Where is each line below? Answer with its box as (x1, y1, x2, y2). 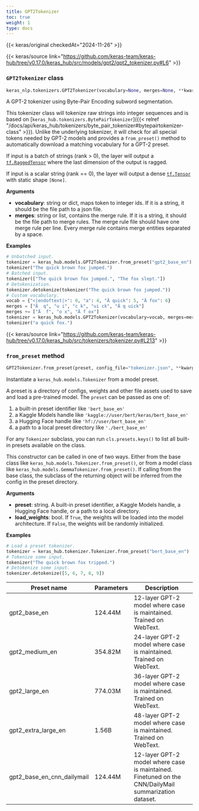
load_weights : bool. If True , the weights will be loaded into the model (14, 513, 184, 521)
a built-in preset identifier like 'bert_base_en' (14, 405, 126, 412)
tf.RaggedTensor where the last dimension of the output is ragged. (6, 159, 168, 166)
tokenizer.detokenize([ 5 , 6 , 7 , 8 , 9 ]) (6, 571, 105, 577)
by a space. (14, 231, 43, 238)
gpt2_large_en (9, 687, 49, 696)
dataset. (133, 795, 157, 803)
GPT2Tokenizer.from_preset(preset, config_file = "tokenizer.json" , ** (6, 365, 182, 371)
